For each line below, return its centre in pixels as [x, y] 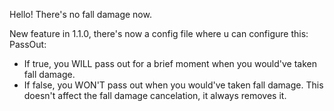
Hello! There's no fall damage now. [80, 14]
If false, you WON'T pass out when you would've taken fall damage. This [173, 85]
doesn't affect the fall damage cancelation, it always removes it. [155, 95]
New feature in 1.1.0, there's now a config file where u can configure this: [159, 33]
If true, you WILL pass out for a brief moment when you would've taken [170, 63]
